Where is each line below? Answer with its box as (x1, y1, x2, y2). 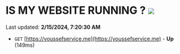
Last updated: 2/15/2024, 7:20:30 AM (5, 23, 101, 31)
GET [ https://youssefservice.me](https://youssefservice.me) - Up (14, 35, 174, 42)
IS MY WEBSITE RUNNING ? (5, 4, 146, 17)
